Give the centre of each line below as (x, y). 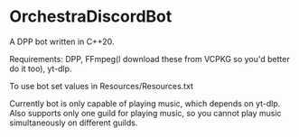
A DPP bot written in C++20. (62, 41)
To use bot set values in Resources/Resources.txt (102, 86)
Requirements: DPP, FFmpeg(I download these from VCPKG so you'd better (150, 59)
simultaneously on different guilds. (74, 123)
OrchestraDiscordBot (91, 17)
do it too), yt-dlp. (41, 68)
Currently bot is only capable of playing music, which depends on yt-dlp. (145, 103)
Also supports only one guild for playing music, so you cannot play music (145, 113)
